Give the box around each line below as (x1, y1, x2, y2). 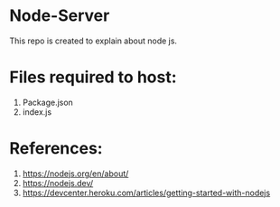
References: (9, 138, 103, 159)
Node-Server (9, 5, 110, 26)
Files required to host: (9, 67, 178, 88)
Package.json (22, 97, 74, 108)
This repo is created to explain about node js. (9, 35, 178, 46)
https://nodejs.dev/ (22, 177, 94, 188)
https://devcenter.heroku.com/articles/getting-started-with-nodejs (22, 187, 271, 198)
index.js (22, 106, 52, 118)
